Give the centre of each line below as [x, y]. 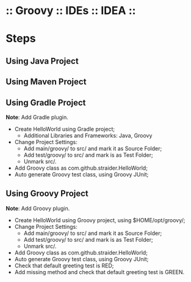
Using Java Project [42, 61]
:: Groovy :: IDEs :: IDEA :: [71, 11]
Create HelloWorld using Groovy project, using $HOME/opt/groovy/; [100, 220]
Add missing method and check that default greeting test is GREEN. [99, 272]
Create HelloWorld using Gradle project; [65, 129]
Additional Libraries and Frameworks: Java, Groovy [88, 136]
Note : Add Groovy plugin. [38, 208]
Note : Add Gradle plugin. [37, 117]
